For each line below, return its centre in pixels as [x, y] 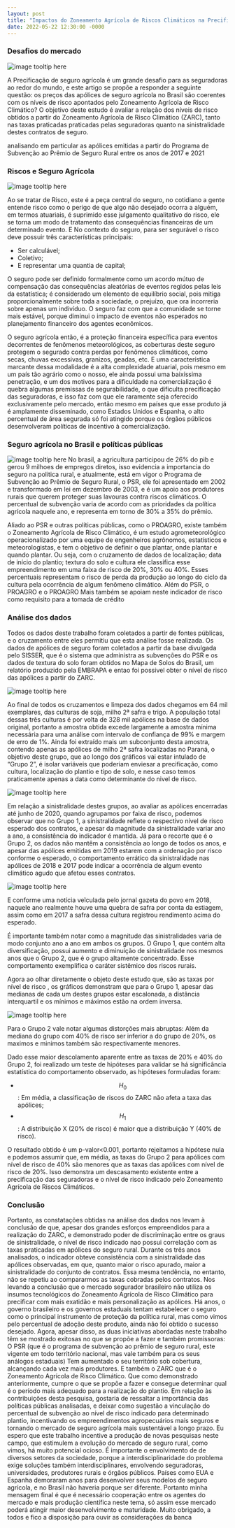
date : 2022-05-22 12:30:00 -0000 [56, 27]
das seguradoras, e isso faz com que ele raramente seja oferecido [103, 397]
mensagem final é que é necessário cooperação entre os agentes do [107, 1495]
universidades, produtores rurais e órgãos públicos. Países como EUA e [111, 1473]
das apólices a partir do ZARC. [51, 677]
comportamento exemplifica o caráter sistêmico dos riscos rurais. [102, 965]
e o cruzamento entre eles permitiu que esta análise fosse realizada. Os [111, 640]
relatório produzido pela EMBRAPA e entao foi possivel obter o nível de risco [117, 670]
